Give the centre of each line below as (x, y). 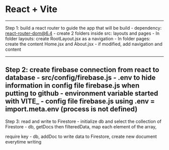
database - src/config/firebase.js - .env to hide (80, 78)
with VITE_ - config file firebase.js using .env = (80, 101)
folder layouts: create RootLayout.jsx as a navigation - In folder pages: (78, 38)
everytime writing (23, 141)
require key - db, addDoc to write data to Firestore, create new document (81, 136)
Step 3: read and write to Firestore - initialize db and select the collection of (83, 121)
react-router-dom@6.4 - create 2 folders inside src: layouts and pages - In (82, 33)
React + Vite (31, 9)
